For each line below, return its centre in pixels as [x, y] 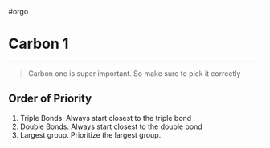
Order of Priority [50, 99]
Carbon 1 [39, 44]
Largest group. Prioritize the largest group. [90, 134]
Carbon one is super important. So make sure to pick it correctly [134, 73]
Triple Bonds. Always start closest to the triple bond [106, 118]
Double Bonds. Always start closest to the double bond [111, 126]
